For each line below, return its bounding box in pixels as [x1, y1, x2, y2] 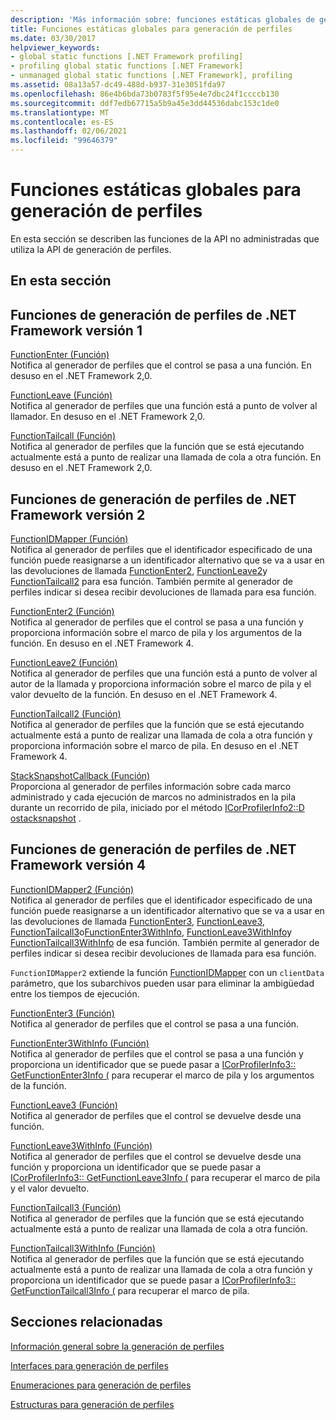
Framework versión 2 [10, 506, 146, 523]
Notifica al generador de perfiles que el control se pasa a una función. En [10, 359, 312, 371]
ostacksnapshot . [10, 812, 82, 824]
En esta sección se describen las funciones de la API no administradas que [10, 232, 320, 245]
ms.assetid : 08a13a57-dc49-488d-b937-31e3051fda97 [10, 80, 226, 90]
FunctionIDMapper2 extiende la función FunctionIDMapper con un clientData [10, 966, 325, 978]
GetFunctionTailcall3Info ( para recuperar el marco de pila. [10, 1284, 250, 1296]
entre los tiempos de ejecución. [10, 987, 140, 1000]
